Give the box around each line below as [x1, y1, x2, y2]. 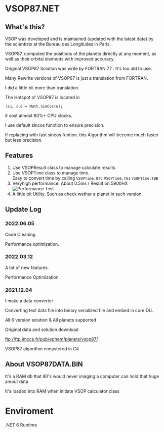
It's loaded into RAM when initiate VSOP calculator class [5, 388, 120, 394]
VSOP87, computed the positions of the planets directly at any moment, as [5, 51, 157, 56]
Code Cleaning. [5, 231, 37, 237]
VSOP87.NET [5, 3, 60, 14]
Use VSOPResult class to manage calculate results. [12, 164, 117, 170]
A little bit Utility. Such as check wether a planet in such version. [12, 191, 143, 197]
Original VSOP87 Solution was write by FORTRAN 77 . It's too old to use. [5, 65, 152, 71]
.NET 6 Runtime [5, 422, 37, 428]
